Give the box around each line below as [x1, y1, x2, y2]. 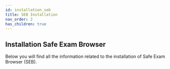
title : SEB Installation [5, 12, 58, 17]
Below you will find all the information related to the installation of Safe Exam [5, 53, 165, 59]
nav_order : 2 [5, 17, 33, 22]
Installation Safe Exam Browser [5, 40, 106, 48]
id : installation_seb [5, 7, 51, 13]
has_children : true [5, 21, 47, 27]
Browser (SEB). [5, 59, 37, 65]
